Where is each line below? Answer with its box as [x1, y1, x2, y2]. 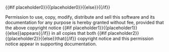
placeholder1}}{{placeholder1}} [72, 25, 138, 31]
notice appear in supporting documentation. [5, 41, 97, 47]
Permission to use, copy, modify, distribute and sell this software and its [5, 14, 155, 20]
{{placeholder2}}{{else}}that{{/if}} [5, 35, 77, 41]
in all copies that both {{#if [51, 30, 107, 36]
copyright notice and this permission [77, 35, 154, 41]
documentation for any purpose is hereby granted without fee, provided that [5, 20, 164, 25]
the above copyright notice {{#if [5, 25, 72, 31]
